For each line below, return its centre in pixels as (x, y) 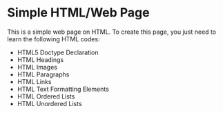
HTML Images (37, 67)
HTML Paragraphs (43, 74)
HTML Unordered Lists (49, 103)
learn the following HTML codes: (54, 39)
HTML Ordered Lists (46, 96)
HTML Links (34, 81)
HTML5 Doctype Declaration (58, 52)
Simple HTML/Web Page (78, 13)
